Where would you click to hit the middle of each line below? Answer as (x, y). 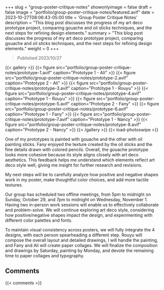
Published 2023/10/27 (39, 58)
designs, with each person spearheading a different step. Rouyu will (74, 235)
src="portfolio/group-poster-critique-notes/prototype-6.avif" (67, 109)
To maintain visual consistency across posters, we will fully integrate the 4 (80, 230)
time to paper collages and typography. (45, 256)
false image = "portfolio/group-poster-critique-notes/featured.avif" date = (80, 12)
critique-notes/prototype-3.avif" (37, 88)
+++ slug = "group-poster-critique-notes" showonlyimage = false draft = (79, 7)
